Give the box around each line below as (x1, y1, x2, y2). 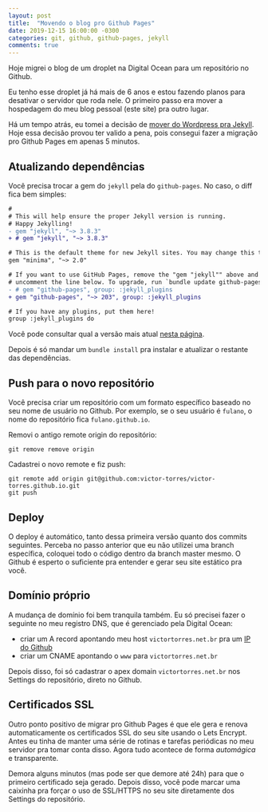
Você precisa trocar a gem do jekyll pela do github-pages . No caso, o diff (8, 180, 253, 190)
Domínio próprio (8, 588, 91, 603)
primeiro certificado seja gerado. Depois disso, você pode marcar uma (8, 777, 241, 786)
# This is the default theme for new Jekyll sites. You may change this (8, 249, 255, 257)
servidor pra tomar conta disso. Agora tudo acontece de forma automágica (8, 744, 256, 755)
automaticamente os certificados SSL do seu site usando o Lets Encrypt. (8, 727, 247, 737)
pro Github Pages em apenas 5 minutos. (8, 137, 140, 146)
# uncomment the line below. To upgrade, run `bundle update (8, 278, 216, 286)
